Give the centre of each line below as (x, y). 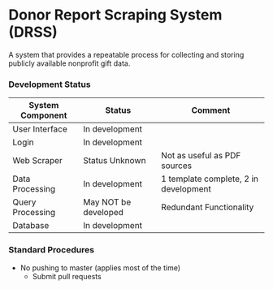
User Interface (40, 129)
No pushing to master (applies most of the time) (100, 267)
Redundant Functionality (208, 207)
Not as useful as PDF (201, 156)
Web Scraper (37, 161)
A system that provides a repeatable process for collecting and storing (126, 54)
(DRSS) (33, 32)
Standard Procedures (52, 250)
